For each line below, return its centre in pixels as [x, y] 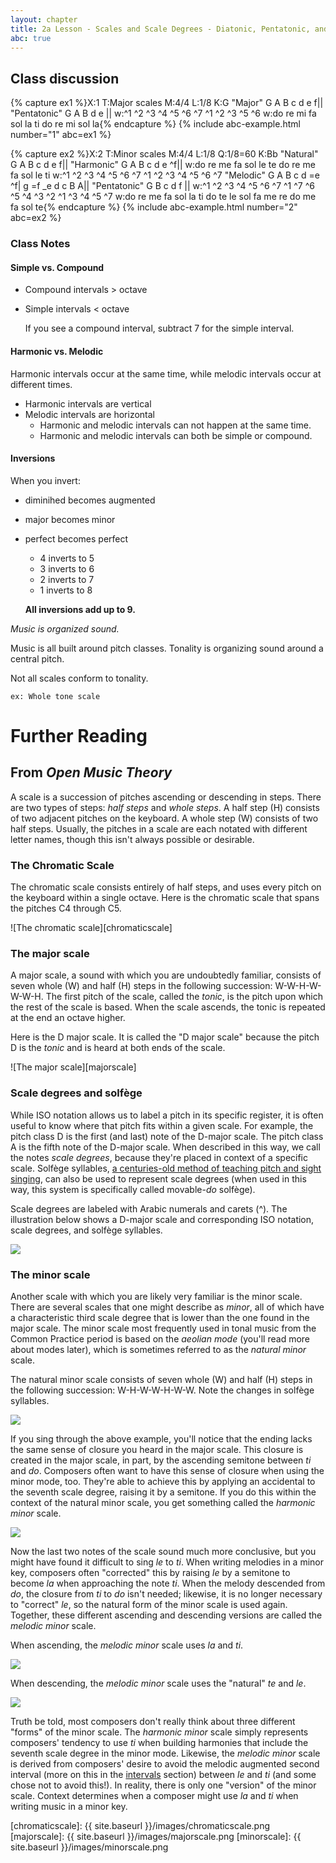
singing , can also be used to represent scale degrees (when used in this [158, 1178]
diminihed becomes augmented [90, 500]
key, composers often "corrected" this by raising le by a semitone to [150, 1572]
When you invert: [45, 480]
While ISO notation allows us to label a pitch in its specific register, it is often [167, 1115]
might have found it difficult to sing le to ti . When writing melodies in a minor [167, 1562]
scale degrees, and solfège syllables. [86, 1230]
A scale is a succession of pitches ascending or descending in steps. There [166, 797]
